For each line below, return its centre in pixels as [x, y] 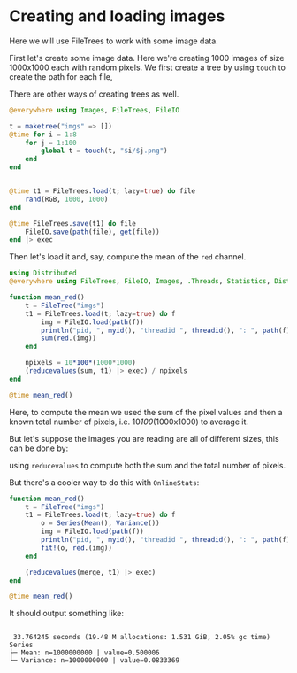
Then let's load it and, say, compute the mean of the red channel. [128, 257]
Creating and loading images [117, 16]
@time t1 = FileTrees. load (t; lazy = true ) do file [103, 191]
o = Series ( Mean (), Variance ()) [101, 523]
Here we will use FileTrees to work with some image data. [114, 41]
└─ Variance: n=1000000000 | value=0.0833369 [94, 661]
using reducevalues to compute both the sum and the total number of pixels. [147, 465]
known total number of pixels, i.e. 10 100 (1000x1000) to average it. [129, 422]
